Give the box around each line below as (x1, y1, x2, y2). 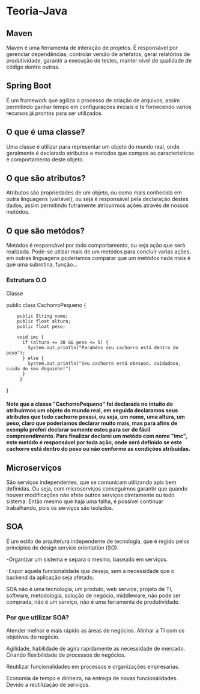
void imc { (17, 334, 44, 340)
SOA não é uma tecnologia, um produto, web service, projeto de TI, (6, 585, 173, 592)
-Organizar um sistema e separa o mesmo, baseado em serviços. (6, 556, 168, 563)
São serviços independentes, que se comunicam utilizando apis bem (6, 479, 177, 486)
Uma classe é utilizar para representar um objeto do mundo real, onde (6, 143, 180, 150)
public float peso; (17, 323, 66, 329)
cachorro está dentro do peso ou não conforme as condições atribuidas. (6, 445, 191, 453)
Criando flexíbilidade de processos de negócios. (6, 651, 126, 658)
